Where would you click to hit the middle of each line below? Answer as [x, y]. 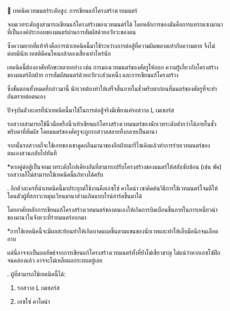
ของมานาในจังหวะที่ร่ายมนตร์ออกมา [47, 217]
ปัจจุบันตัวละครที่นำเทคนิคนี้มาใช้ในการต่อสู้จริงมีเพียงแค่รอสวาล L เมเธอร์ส [91, 110]
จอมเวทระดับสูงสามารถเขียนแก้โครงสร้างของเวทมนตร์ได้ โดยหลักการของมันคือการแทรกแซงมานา [115, 24]
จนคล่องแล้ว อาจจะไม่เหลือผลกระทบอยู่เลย [55, 260]
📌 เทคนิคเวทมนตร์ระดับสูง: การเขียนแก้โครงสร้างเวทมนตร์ [72, 11]
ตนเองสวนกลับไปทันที [32, 153]
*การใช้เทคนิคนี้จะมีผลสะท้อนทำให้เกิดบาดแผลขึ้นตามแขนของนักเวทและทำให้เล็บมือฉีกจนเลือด [113, 231]
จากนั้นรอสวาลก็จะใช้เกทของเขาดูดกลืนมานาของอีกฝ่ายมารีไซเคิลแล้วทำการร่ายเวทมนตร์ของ [108, 145]
